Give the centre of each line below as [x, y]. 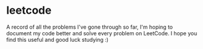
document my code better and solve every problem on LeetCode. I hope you [102, 33]
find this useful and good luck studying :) [58, 39]
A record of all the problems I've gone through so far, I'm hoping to [90, 27]
